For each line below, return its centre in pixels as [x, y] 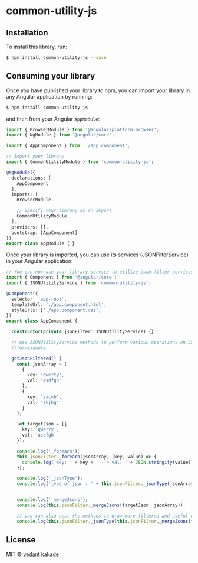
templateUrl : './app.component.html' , [59, 305]
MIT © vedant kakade [32, 554]
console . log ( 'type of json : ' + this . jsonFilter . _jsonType [92, 484]
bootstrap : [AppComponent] [44, 232]
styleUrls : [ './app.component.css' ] [56, 310]
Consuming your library [51, 76]
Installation [27, 33]
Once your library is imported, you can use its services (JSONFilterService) [97, 255]
